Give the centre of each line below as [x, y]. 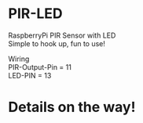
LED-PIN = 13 [30, 75]
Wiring [19, 59]
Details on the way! [72, 107]
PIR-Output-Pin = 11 [40, 67]
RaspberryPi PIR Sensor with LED [62, 35]
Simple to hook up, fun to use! [57, 43]
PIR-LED [35, 14]
